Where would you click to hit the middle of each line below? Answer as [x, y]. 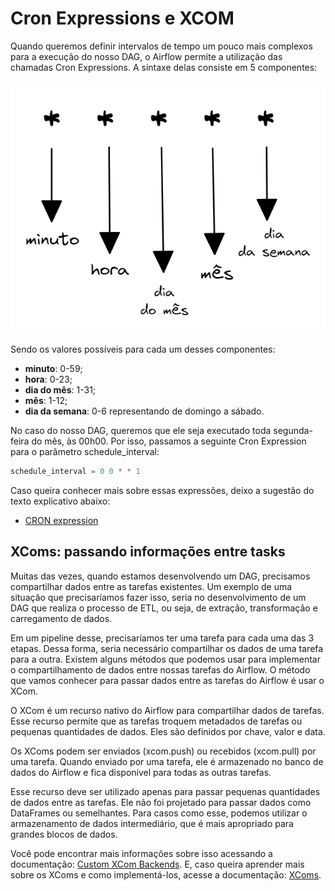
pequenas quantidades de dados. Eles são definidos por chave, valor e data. [168, 731]
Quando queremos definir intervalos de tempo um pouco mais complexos [161, 46]
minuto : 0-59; [53, 368]
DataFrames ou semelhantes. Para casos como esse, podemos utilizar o [159, 813]
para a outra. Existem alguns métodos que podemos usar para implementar [165, 659]
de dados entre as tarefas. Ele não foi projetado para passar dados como [161, 802]
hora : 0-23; [48, 379]
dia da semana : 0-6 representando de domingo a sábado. [144, 411]
